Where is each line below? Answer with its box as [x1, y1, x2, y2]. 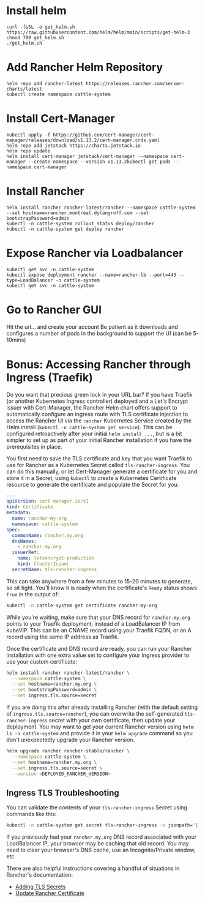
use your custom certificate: [6, 658, 78, 665]
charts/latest [6, 86, 43, 92]
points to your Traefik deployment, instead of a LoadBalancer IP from [6, 620, 181, 628]
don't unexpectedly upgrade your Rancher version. [6, 736, 135, 744]
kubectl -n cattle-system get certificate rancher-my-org [6, 602, 157, 609]
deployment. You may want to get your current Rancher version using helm [6, 723, 194, 730]
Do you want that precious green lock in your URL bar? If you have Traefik [6, 391, 193, 398]
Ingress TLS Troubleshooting [6, 787, 119, 798]
